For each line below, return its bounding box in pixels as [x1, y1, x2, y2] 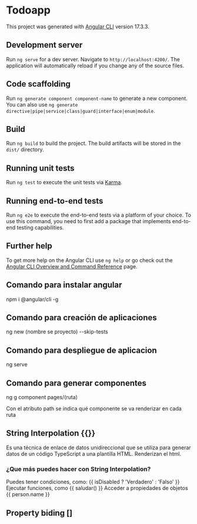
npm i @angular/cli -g [6, 296, 59, 303]
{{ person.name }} [6, 491, 50, 498]
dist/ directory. [6, 146, 44, 153]
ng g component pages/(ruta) [6, 394, 78, 401]
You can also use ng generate [6, 101, 78, 108]
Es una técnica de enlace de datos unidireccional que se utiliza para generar [6, 444, 191, 451]
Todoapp [6, 4, 51, 17]
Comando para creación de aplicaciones [6, 313, 157, 323]
